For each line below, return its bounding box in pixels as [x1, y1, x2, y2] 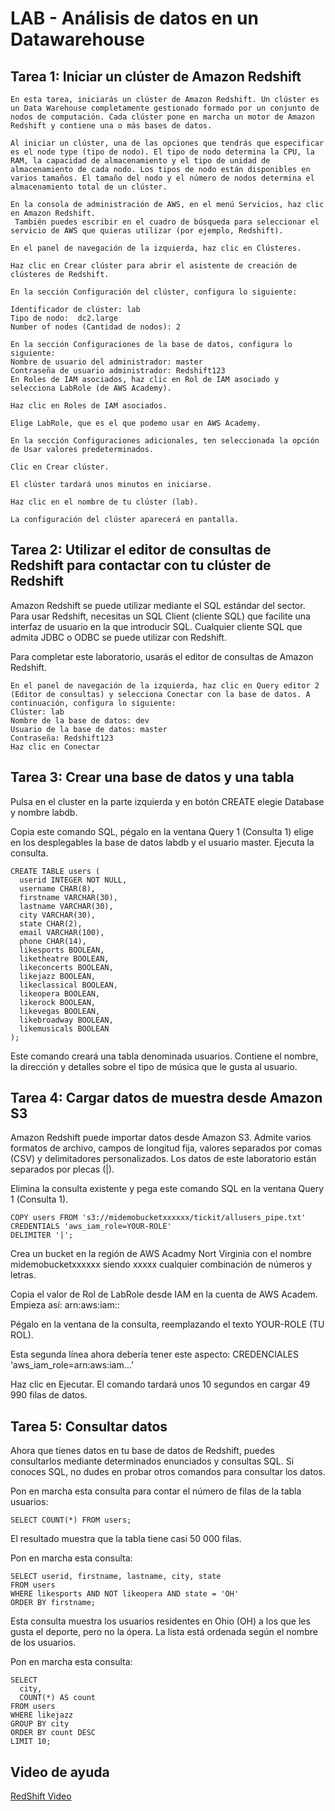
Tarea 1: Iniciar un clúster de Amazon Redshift [10, 68, 302, 85]
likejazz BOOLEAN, [19, 971, 97, 981]
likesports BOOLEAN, [19, 945, 105, 955]
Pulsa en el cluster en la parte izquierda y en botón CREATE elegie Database [10, 795, 325, 807]
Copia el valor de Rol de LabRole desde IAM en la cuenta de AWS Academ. [10, 1288, 318, 1301]
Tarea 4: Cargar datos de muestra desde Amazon [10, 1090, 323, 1107]
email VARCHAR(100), [19, 927, 105, 937]
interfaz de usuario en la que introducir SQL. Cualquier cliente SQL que [10, 620, 303, 632]
